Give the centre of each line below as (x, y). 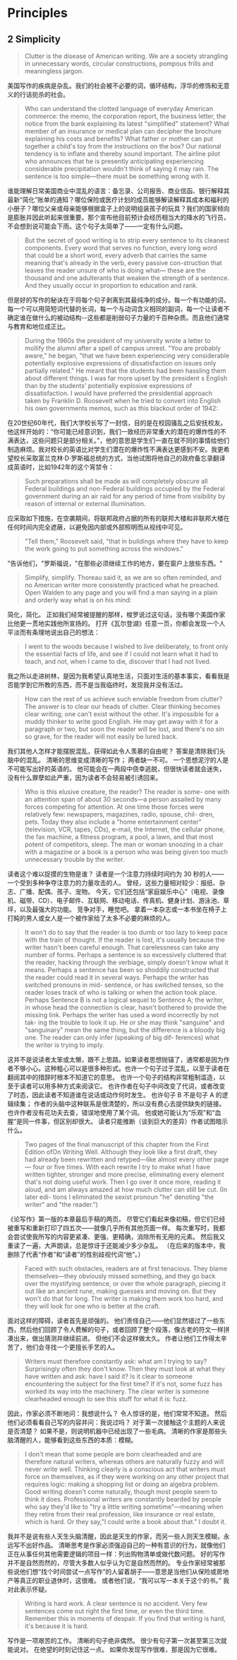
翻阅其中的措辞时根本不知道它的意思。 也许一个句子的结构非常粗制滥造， (113, 1077)
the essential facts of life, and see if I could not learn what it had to (121, 654)
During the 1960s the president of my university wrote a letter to (117, 340)
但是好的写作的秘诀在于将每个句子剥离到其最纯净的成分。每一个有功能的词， (119, 300)
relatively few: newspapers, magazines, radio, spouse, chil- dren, (119, 814)
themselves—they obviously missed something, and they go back (120, 1276)
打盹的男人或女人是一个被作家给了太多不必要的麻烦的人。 (91, 918)
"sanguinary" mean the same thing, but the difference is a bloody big (125, 1030)
